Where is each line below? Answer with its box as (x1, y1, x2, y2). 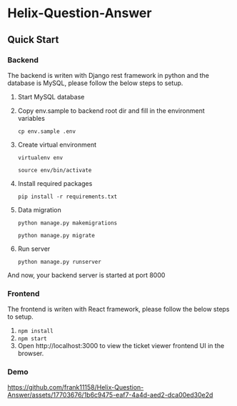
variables (17, 114, 45, 122)
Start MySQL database (17, 92, 85, 101)
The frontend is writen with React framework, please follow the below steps (7, 305, 230, 314)
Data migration (17, 205, 62, 214)
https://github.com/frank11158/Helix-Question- (7, 383, 144, 392)
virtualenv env (17, 154, 64, 162)
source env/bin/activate (17, 167, 92, 174)
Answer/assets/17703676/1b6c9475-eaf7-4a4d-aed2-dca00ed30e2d (7, 391, 213, 400)
